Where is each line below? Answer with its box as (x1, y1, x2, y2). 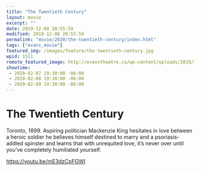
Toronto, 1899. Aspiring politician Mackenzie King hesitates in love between (6, 127, 193, 134)
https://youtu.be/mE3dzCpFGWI (6, 157, 86, 165)
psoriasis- (154, 133, 180, 140)
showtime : (6, 64, 31, 71)
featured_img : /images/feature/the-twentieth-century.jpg (6, 48, 154, 54)
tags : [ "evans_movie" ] (6, 43, 63, 49)
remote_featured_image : (6, 59, 66, 65)
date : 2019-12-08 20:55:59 (6, 25, 74, 32)
